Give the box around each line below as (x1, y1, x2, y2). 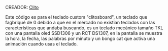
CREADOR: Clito (5, 5, 39, 10)
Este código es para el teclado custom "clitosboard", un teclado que (5, 14, 148, 20)
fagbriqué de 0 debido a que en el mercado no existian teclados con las (5, 20, 156, 25)
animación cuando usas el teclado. (5, 41, 78, 47)
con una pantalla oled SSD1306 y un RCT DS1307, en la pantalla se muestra (5, 30, 162, 36)
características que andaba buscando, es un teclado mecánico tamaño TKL (5, 25, 163, 31)
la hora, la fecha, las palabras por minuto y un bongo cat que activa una (5, 35, 155, 41)
